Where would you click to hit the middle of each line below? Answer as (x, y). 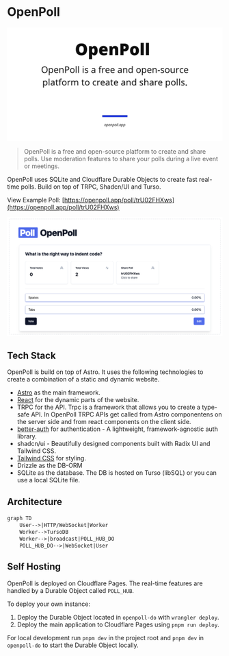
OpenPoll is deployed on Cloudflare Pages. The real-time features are (105, 583)
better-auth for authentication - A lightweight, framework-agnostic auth (118, 429)
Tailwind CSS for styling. (52, 458)
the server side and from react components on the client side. (104, 422)
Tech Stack (31, 355)
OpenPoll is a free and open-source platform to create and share (115, 152)
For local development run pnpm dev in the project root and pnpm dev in (105, 637)
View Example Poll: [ (36, 200)
